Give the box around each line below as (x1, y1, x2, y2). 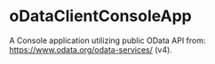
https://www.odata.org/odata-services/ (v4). (9, 44, 173, 54)
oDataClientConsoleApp (9, 6, 193, 26)
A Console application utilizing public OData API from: (9, 35, 206, 46)
